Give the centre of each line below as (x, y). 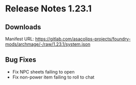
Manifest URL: (20, 39)
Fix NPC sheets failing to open (43, 72)
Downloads (23, 27)
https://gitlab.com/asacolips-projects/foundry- (83, 39)
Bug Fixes (21, 60)
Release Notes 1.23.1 (49, 9)
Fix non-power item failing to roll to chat (53, 77)
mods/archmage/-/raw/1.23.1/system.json (48, 44)
